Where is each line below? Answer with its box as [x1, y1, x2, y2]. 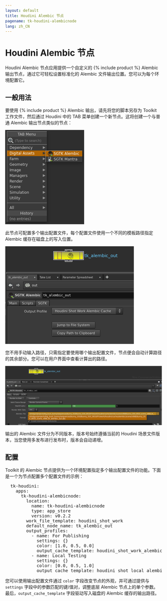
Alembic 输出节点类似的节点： [10, 120, 73, 125]
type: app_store [31, 508, 71, 514]
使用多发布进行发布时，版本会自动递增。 [22, 437, 105, 443]
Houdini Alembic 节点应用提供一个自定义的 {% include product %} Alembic [5, 65, 159, 71]
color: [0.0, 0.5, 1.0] [36, 563, 94, 569]
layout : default [5, 8, 39, 13]
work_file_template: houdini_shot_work [26, 518, 123, 524]
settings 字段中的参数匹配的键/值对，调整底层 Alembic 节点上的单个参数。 [5, 584, 158, 590]
